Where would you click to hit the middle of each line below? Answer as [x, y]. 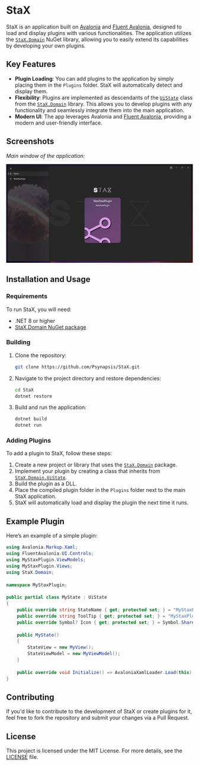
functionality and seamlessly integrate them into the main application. [99, 110]
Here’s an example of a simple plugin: [52, 536]
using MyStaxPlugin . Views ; [39, 566]
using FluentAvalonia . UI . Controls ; [50, 554]
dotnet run [28, 425]
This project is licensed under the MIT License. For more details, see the [94, 751]
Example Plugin [36, 521]
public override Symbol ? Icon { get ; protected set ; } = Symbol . [99, 622]
